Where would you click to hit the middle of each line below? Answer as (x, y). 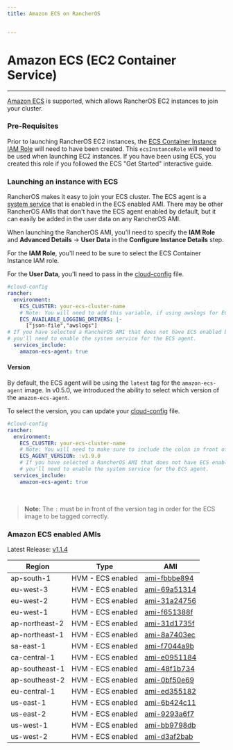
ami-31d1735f (170, 623)
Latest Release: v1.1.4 (37, 550)
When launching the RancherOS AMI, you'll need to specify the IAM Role (111, 232)
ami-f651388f (169, 612)
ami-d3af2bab (169, 737)
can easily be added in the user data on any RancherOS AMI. (94, 219)
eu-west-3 (29, 590)
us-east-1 (28, 703)
